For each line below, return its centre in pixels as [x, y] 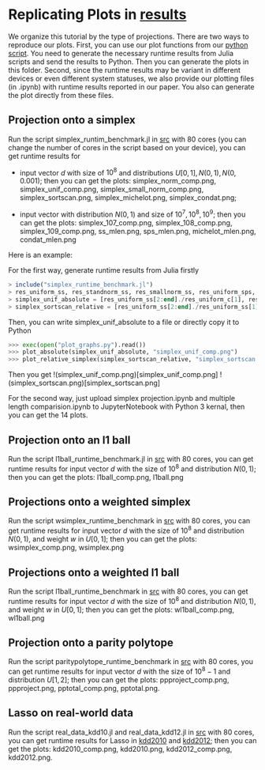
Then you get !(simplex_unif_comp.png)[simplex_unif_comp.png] [113, 375]
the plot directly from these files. [61, 95]
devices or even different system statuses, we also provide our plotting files [131, 78]
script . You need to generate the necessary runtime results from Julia [121, 53]
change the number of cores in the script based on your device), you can [127, 147]
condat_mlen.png [48, 240]
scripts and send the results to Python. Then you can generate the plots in [129, 62]
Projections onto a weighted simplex [99, 502]
